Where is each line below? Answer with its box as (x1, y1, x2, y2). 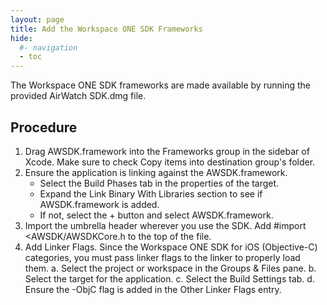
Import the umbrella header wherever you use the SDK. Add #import (24, 219, 307, 231)
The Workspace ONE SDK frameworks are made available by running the (10, 79, 311, 91)
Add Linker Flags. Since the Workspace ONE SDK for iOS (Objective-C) (24, 241, 318, 253)
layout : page (10, 14, 65, 25)
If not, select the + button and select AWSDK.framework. (39, 209, 274, 221)
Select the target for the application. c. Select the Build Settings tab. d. (24, 272, 315, 285)
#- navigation (19, 42, 78, 53)
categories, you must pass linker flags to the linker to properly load (24, 251, 301, 263)
